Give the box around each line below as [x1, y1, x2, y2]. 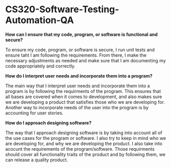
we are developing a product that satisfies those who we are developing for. [5, 99, 165, 105]
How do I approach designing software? [5, 119, 92, 126]
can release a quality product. [5, 157, 68, 163]
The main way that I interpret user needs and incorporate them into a [5, 83, 150, 89]
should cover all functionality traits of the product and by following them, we [5, 151, 166, 157]
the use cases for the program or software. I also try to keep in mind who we [5, 135, 166, 141]
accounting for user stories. [5, 110, 64, 116]
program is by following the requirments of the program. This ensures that [5, 88, 161, 94]
